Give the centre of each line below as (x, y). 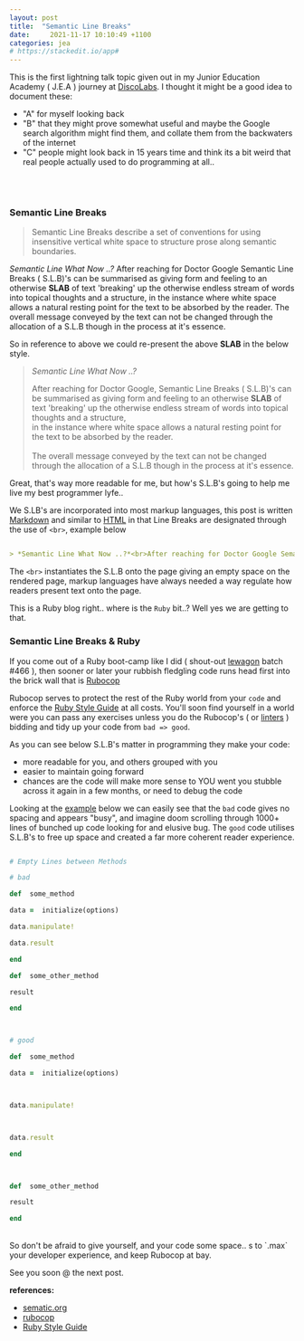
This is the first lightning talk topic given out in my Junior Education (135, 77)
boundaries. (54, 252)
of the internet (49, 143)
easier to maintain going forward (83, 771)
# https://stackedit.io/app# (64, 52)
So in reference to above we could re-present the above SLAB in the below (149, 344)
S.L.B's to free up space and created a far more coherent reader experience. (152, 837)
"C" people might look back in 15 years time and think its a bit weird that (157, 152)
